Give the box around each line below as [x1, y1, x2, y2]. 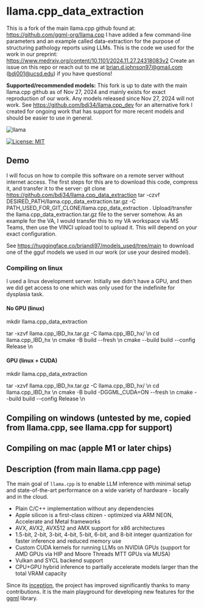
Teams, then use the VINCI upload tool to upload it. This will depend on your [6, 223, 198, 231]
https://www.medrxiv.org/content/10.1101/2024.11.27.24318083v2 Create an [6, 57, 195, 64]
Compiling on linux [6, 264, 63, 272]
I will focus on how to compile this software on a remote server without [6, 172, 185, 179]
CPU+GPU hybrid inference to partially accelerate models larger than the [15, 563, 199, 571]
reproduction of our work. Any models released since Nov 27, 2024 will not [6, 95, 195, 102]
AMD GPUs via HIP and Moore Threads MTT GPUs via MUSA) [15, 551, 171, 558]
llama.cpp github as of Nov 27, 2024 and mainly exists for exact [6, 88, 166, 95]
